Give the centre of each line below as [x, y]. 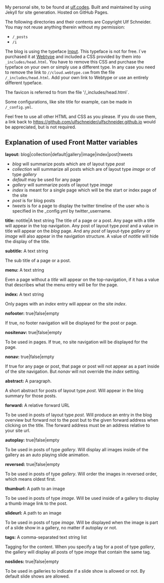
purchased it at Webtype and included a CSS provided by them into [73, 57]
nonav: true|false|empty [30, 357]
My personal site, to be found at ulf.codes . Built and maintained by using [78, 7]
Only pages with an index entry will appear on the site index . [66, 304]
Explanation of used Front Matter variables [71, 142]
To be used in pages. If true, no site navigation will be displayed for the [76, 342]
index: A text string [24, 294]
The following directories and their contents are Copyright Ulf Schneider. [78, 22]
